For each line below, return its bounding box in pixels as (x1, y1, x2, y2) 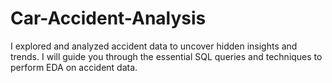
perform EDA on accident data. (10, 61, 138, 73)
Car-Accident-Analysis (10, 7, 207, 30)
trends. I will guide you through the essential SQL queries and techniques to (10, 50, 323, 62)
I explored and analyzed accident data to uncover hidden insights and (10, 40, 298, 52)
